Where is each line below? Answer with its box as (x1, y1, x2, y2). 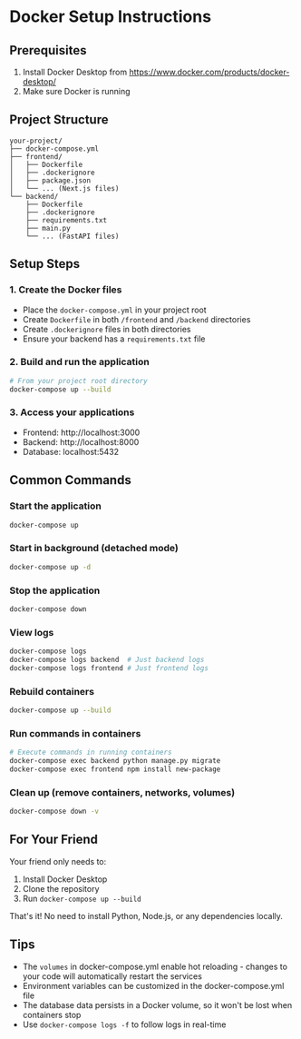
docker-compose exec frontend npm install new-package (9, 765, 221, 774)
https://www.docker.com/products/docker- (129, 66, 290, 77)
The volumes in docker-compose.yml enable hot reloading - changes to (22, 961, 288, 972)
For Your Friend (9, 832, 98, 847)
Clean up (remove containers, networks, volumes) (9, 786, 236, 798)
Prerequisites (9, 43, 87, 58)
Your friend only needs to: (9, 856, 107, 866)
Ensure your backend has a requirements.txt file (22, 333, 206, 344)
